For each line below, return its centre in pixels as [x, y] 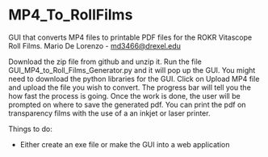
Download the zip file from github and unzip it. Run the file [105, 62]
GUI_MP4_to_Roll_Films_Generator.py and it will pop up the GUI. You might [132, 70]
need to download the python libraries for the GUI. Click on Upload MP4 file [134, 78]
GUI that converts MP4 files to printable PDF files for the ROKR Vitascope [130, 37]
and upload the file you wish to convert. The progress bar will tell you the [130, 87]
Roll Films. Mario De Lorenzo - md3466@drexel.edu [95, 45]
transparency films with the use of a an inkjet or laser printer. [109, 113]
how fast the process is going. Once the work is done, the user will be [124, 95]
